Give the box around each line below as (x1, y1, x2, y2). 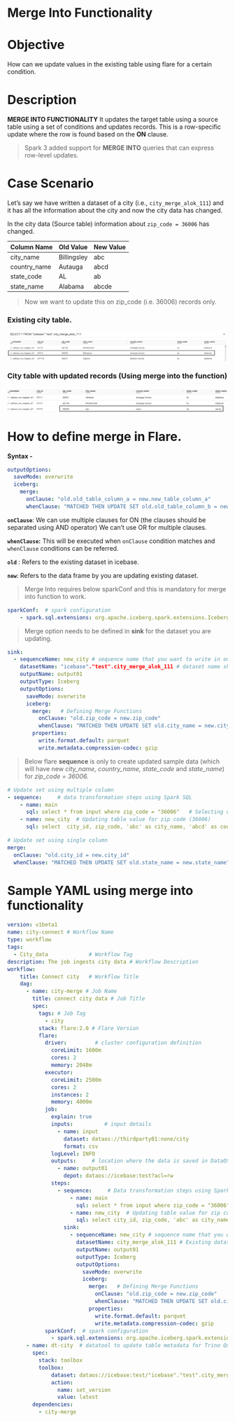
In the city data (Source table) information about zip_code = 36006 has (7, 220, 210, 228)
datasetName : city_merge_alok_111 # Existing (76, 1239, 211, 1246)
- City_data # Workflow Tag (13, 950, 133, 958)
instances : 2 (51, 1091, 90, 1098)
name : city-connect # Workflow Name (7, 929, 114, 936)
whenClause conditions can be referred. (7, 544, 119, 552)
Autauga (58, 262, 83, 271)
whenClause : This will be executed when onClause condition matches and (7, 537, 215, 545)
